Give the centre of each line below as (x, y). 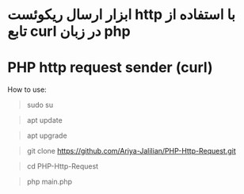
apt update (44, 120)
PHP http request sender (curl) (110, 68)
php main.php (50, 182)
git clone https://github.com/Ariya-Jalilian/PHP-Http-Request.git (131, 151)
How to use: (27, 89)
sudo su (40, 105)
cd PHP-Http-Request (63, 166)
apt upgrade (47, 135)
